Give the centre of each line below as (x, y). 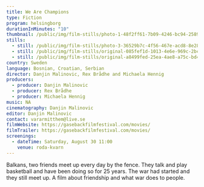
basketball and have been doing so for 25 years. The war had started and (98, 171)
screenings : (21, 136)
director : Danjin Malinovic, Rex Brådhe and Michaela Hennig (85, 74)
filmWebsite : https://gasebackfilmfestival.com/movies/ (78, 125)
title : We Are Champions (38, 12)
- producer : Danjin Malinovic (50, 86)
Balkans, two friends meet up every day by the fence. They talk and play (97, 165)
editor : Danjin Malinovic (39, 114)
